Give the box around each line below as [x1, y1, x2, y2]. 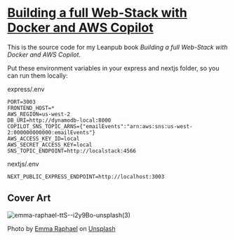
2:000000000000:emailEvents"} [7, 129, 96, 136]
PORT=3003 [7, 98, 36, 106]
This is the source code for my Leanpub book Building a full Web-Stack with [7, 43, 228, 51]
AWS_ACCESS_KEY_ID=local [7, 135, 80, 142]
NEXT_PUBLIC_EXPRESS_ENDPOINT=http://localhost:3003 [7, 173, 165, 180]
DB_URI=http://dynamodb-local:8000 [7, 117, 112, 124]
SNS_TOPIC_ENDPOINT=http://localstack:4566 [7, 147, 137, 155]
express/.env [7, 85, 45, 93]
